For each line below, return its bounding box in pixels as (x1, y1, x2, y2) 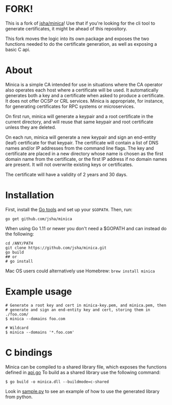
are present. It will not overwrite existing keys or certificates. (5, 161, 133, 168)
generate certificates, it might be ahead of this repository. (5, 25, 127, 31)
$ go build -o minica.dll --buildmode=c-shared (5, 379, 109, 384)
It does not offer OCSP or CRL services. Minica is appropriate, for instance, (5, 98, 164, 104)
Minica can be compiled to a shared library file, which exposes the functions (5, 363, 167, 370)
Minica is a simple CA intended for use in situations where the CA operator (5, 81, 163, 87)
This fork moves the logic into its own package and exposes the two (5, 35, 149, 42)
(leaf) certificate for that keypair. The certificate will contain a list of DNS (5, 139, 159, 145)
